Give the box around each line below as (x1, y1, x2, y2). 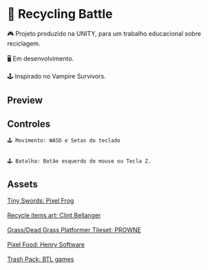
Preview (7, 94, 43, 106)
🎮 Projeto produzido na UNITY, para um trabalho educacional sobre (7, 29, 202, 37)
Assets (7, 178, 38, 190)
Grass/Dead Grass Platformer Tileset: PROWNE (7, 225, 141, 233)
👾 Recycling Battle (7, 6, 113, 22)
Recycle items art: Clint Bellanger (7, 211, 101, 219)
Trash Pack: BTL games (7, 255, 74, 263)
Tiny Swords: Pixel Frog (7, 196, 74, 205)
